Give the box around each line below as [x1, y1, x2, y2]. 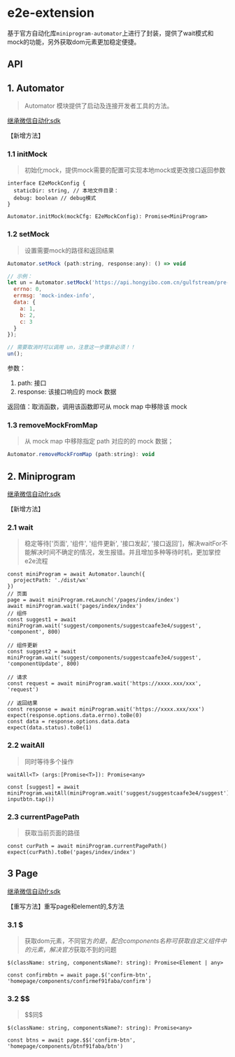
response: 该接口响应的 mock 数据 [17, 388, 117, 396]
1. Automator [7, 82, 64, 94]
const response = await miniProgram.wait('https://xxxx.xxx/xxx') [7, 706, 205, 713]
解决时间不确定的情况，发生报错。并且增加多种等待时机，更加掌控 [30, 548, 221, 557]
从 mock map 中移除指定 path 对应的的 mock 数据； [24, 437, 174, 446]
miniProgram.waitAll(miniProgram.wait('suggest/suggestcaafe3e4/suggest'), [7, 789, 233, 797]
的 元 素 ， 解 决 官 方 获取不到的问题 [24, 946, 117, 954]
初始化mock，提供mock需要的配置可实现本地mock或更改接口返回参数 [24, 166, 226, 174]
